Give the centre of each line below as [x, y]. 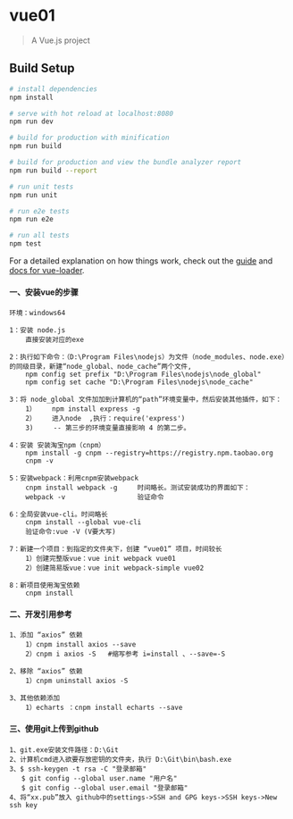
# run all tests [39, 236]
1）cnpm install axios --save [81, 645]
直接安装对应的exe [55, 340]
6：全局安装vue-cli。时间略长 [59, 514]
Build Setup [42, 68]
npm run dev [31, 121]
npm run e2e [31, 220]
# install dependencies [54, 89]
